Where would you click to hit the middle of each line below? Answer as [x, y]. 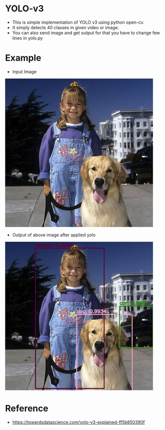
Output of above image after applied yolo [54, 235]
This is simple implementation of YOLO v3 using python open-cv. [78, 22]
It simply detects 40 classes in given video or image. [66, 27]
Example [23, 58]
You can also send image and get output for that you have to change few [86, 33]
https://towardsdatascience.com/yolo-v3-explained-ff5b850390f [79, 422]
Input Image [24, 72]
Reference [27, 409]
